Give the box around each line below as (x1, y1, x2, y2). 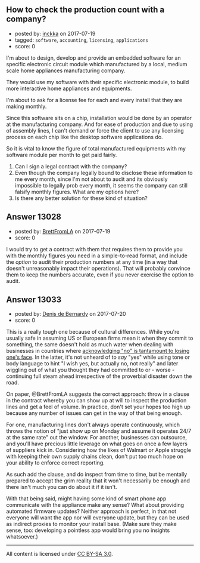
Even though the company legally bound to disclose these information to (14, 169, 193, 176)
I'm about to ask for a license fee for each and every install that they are (6, 96, 183, 103)
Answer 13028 (6, 212, 61, 222)
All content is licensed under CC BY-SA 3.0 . (6, 550, 113, 558)
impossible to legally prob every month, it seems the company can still (14, 181, 187, 189)
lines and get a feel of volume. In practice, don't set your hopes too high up (6, 403, 190, 411)
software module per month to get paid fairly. (6, 151, 117, 158)
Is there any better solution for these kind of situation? (14, 194, 148, 202)
